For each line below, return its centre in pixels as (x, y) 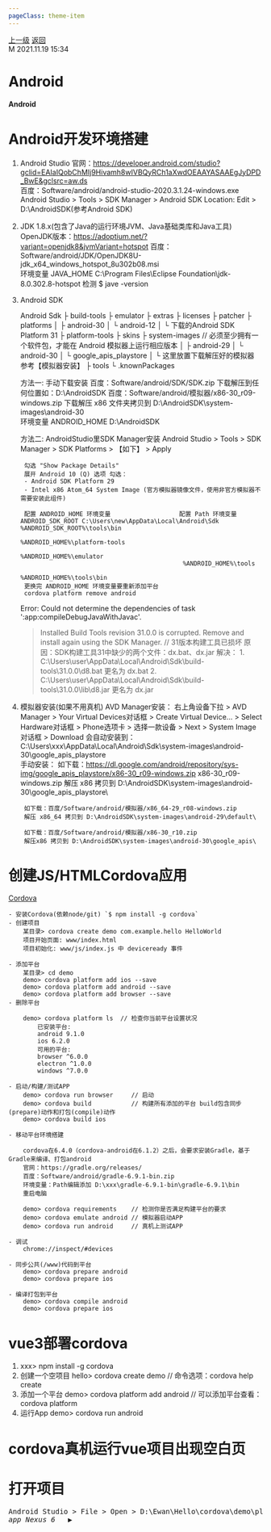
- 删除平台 (24, 1003)
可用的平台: (54, 1050)
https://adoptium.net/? (110, 236)
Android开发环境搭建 (79, 139)
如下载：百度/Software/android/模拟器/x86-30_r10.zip (110, 833)
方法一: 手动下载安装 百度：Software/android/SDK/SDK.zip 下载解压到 (136, 382)
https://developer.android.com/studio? (156, 163)
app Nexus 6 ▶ (40, 1519)
